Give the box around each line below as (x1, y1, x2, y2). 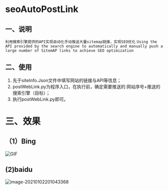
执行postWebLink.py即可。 (12, 96, 68, 102)
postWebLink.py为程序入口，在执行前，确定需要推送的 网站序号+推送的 (12, 83, 161, 89)
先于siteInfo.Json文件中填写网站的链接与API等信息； (12, 77, 122, 83)
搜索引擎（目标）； (12, 89, 50, 96)
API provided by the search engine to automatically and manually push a (5, 44, 163, 49)
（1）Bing (5, 137, 36, 146)
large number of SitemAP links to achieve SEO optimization (5, 48, 134, 53)
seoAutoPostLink (5, 4, 79, 15)
